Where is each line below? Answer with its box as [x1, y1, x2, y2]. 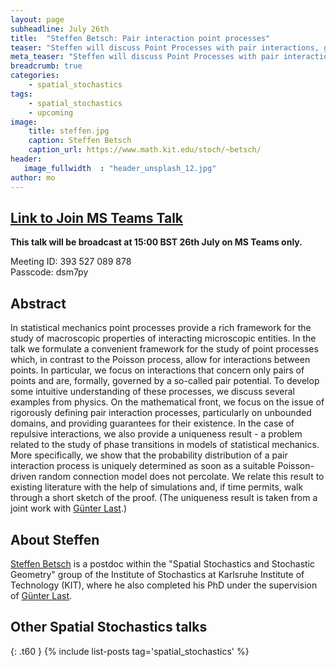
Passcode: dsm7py [10, 266, 89, 278]
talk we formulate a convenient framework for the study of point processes [10, 343, 319, 355]
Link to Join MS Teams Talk [10, 209, 184, 226]
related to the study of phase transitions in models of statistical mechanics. [10, 439, 320, 451]
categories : [10, 71, 60, 81]
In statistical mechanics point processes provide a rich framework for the [10, 322, 312, 334]
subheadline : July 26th [10, 24, 110, 34]
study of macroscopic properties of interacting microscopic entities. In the [10, 332, 317, 345]
